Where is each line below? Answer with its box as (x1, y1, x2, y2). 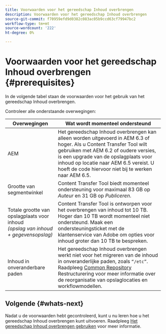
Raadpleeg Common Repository (57, 264, 132, 271)
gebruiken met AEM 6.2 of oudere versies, (57, 147, 156, 154)
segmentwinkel (7, 189, 43, 196)
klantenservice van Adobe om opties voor (57, 231, 155, 238)
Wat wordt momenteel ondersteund (65, 120, 151, 127)
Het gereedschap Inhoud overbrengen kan (57, 128, 157, 135)
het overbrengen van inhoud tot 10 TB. (57, 206, 148, 213)
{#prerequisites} (5, 77, 75, 88)
